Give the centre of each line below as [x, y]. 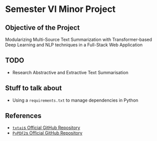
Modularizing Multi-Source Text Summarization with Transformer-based [79, 39]
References [23, 116]
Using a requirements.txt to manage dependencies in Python [75, 100]
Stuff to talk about [33, 88]
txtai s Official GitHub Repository [46, 128]
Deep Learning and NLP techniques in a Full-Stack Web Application [74, 45]
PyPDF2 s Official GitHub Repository [47, 133]
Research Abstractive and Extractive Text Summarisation [70, 72]
